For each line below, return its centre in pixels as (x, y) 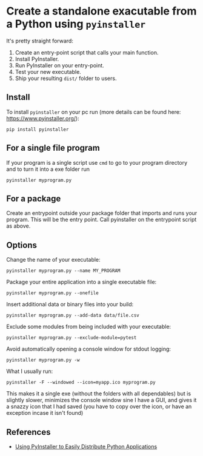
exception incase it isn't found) (45, 413)
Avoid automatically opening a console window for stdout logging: (89, 349)
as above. (18, 226)
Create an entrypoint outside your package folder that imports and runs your (102, 213)
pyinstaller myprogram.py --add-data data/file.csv (73, 316)
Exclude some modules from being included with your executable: (89, 327)
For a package (34, 198)
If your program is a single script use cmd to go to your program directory (97, 162)
